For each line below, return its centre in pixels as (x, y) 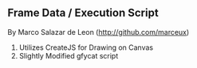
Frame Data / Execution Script (83, 13)
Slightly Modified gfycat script (69, 55)
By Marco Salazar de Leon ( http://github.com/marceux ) (98, 32)
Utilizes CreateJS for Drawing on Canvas (86, 47)
